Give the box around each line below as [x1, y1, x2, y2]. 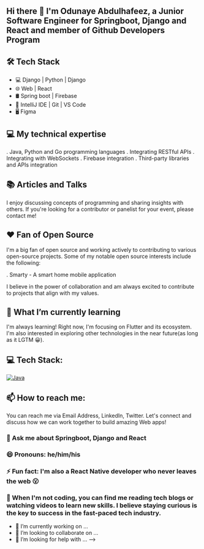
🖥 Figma [15, 108, 37, 115]
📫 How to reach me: [6, 393, 86, 403]
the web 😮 [6, 477, 39, 485]
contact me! [6, 212, 37, 219]
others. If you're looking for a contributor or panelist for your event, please [6, 205, 194, 213]
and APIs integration [6, 161, 58, 168]
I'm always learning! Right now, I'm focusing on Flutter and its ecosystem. [6, 323, 192, 331]
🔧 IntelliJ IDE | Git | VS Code [15, 101, 86, 108]
